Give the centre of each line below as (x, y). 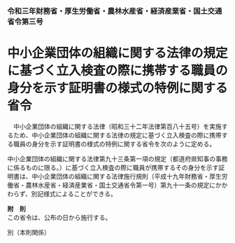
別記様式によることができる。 (74, 193)
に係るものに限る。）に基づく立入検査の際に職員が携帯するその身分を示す (113, 167)
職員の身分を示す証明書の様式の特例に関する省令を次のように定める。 (114, 144)
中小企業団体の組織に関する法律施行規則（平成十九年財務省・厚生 (126, 176)
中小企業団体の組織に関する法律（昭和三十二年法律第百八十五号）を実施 (117, 126)
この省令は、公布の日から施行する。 (59, 217)
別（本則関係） (29, 232)
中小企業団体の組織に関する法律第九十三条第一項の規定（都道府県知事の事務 (117, 158)
